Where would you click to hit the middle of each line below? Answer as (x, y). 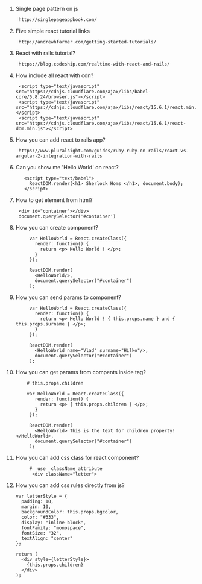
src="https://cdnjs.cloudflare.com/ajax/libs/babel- (83, 92)
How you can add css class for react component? (77, 458)
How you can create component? (57, 228)
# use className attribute (66, 469)
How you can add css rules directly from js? (70, 485)
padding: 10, (38, 501)
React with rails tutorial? (46, 53)
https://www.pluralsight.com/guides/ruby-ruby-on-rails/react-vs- (103, 151)
